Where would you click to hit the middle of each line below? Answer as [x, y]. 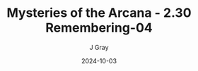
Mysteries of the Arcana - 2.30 [99, 13]
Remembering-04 [99, 28]
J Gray [99, 47]
